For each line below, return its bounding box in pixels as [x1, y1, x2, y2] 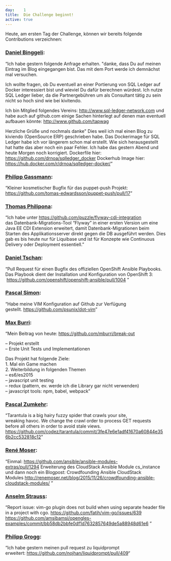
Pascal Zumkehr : [5, 401, 48, 408]
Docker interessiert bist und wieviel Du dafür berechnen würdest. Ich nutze [5, 87, 163, 93]
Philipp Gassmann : [5, 173, 53, 180]
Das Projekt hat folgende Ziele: [5, 356, 70, 362]
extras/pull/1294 [5, 464, 40, 470]
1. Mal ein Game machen [5, 361, 57, 367]
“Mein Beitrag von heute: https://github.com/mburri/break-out [5, 330, 135, 336]
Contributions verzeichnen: [5, 36, 63, 42]
